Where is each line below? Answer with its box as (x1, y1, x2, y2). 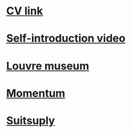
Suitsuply (6, 114, 55, 127)
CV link (6, 4, 43, 18)
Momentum (6, 86, 66, 100)
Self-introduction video (6, 32, 125, 46)
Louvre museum (6, 59, 89, 72)
